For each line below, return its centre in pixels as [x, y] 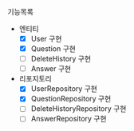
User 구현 [46, 39]
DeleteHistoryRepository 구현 [79, 109]
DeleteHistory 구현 [61, 59]
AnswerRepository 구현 [69, 119]
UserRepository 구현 [64, 89]
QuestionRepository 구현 [71, 99]
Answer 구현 [51, 69]
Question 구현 [53, 49]
